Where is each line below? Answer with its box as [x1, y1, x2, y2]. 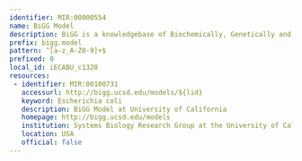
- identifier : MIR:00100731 [13, 80, 119, 89]
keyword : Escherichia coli [21, 96, 123, 106]
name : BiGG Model [9, 21, 75, 30]
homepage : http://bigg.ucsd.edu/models [21, 113, 171, 122]
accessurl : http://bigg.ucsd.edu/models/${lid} [21, 88, 203, 97]
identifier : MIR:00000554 [9, 13, 106, 22]
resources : [9, 72, 50, 80]
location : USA [21, 130, 75, 139]
